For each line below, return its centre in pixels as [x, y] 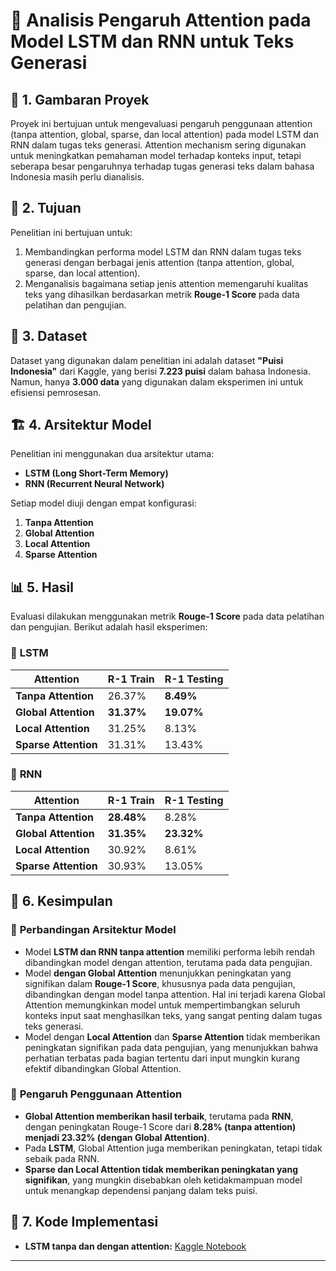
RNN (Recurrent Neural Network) [94, 484]
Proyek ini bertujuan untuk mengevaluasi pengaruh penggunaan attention [161, 123]
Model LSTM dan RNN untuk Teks [152, 41]
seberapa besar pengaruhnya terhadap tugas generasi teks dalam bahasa [162, 166]
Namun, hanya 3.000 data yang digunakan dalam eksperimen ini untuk [157, 381]
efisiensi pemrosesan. [56, 392]
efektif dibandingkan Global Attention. [103, 1068]
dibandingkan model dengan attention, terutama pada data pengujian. [168, 962]
